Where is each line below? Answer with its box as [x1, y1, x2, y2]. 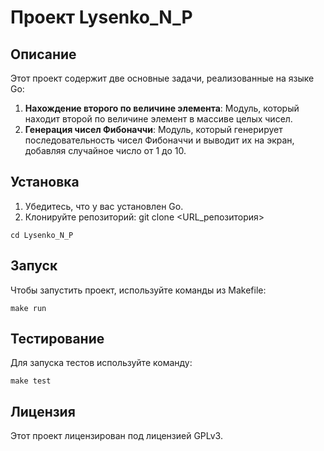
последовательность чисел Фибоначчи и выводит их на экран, [24, 134, 295, 146]
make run [10, 303, 47, 313]
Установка [10, 174, 80, 191]
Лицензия [10, 403, 76, 420]
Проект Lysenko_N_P [10, 6, 193, 29]
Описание [10, 46, 77, 63]
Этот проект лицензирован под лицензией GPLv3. [10, 430, 223, 442]
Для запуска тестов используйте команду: [10, 357, 193, 369]
